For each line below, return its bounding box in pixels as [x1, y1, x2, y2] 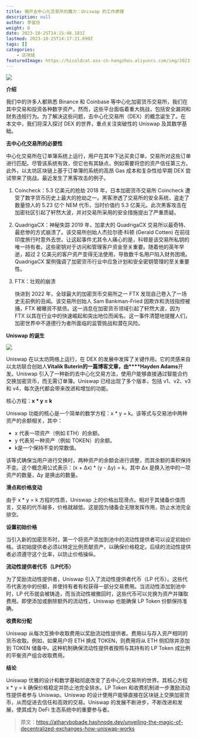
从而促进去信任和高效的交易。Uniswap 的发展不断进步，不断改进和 [16, 699, 178, 706]
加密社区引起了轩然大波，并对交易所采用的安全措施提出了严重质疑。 [14, 209, 179, 216]
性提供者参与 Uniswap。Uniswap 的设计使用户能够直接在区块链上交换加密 [6, 691, 185, 698]
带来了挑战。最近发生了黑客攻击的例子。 [11, 174, 109, 181]
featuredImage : [6, 57, 43, 63]
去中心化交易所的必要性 [6, 140, 63, 147]
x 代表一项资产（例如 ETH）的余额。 [14, 429, 103, 436]
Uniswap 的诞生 [6, 332, 45, 339]
